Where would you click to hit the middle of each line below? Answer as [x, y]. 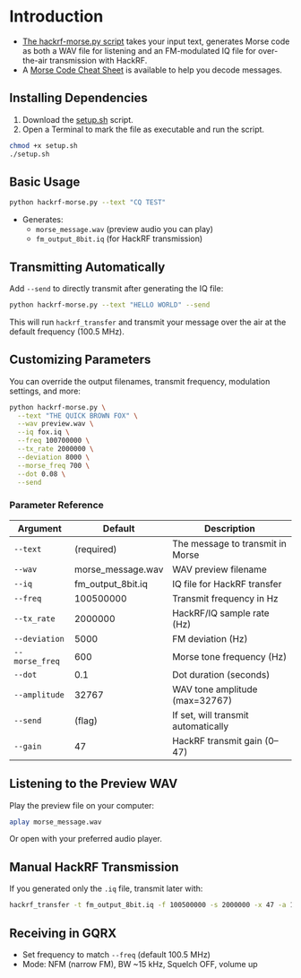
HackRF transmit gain [217, 740]
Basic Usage [45, 182]
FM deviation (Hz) [210, 638]
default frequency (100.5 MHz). [67, 331]
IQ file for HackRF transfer [227, 584]
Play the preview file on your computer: [82, 805]
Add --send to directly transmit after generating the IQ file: [116, 288]
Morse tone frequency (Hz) [229, 656]
